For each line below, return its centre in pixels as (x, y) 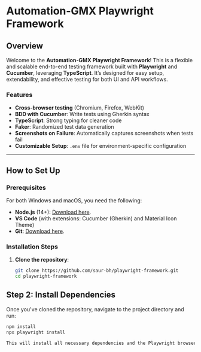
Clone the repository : (42, 260)
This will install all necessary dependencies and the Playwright (91, 343)
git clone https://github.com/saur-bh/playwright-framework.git (97, 271)
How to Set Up (33, 170)
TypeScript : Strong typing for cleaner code (68, 120)
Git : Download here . (39, 231)
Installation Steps (32, 247)
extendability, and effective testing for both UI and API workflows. (87, 79)
